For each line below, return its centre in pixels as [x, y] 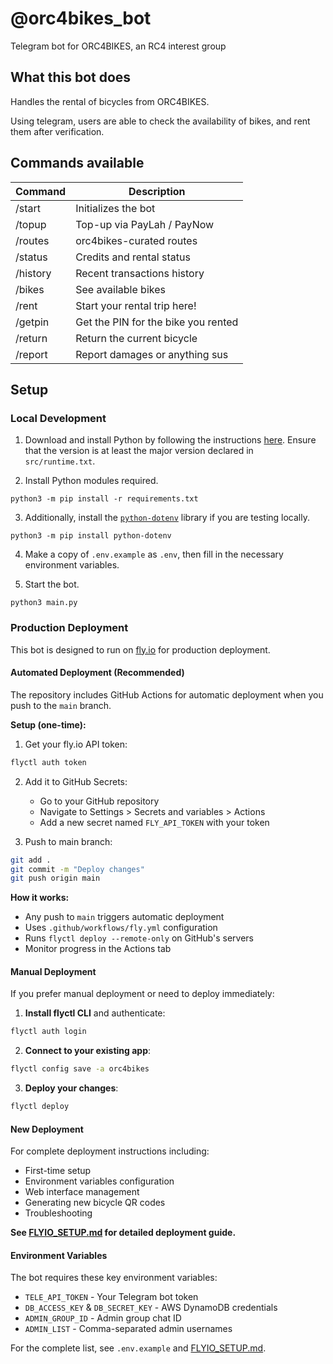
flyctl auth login [48, 1032]
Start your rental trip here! [136, 305]
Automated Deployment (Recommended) [97, 673]
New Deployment [47, 1129]
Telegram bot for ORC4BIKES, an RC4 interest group [118, 46]
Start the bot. [52, 584]
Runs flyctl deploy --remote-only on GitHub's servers [139, 938]
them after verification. [57, 131]
